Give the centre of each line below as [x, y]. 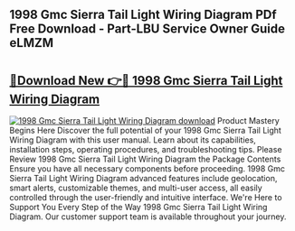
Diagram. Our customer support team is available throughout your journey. [148, 217]
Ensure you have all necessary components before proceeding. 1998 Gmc [147, 169]
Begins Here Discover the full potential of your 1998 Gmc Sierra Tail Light [146, 130]
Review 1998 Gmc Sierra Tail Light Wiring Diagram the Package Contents [145, 159]
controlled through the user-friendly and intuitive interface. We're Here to [146, 197]
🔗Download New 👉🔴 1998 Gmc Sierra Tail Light [146, 80]
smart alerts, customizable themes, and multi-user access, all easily [136, 188]
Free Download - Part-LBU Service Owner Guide [147, 29]
